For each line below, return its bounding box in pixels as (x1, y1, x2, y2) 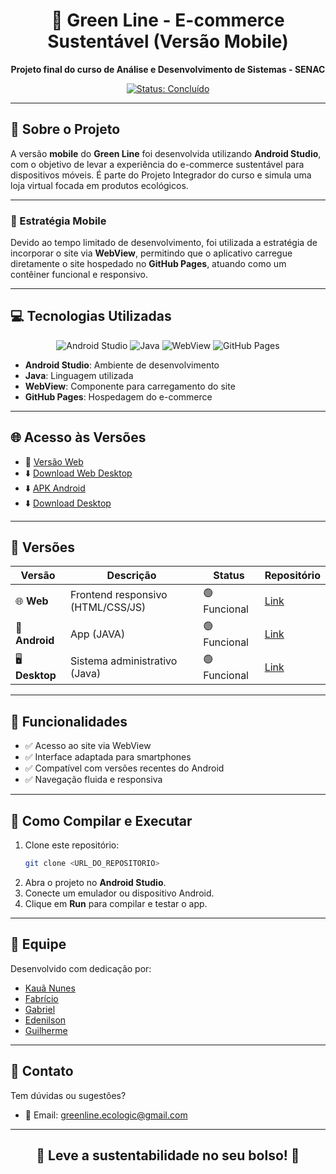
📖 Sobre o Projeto (10, 121, 121, 138)
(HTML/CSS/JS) (69, 600, 147, 614)
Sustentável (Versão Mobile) (47, 30, 289, 53)
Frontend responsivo (69, 587, 168, 601)
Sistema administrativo (69, 654, 178, 668)
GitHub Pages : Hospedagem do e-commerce (24, 390, 213, 403)
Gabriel (24, 1003, 56, 1015)
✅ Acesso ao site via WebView (24, 740, 152, 752)
